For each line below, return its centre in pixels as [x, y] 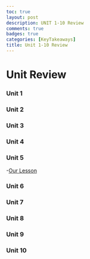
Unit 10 [16, 250]
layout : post [22, 17]
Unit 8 [15, 218]
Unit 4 [15, 141]
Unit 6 [15, 186]
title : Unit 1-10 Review [37, 45]
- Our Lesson [22, 170]
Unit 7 [15, 202]
